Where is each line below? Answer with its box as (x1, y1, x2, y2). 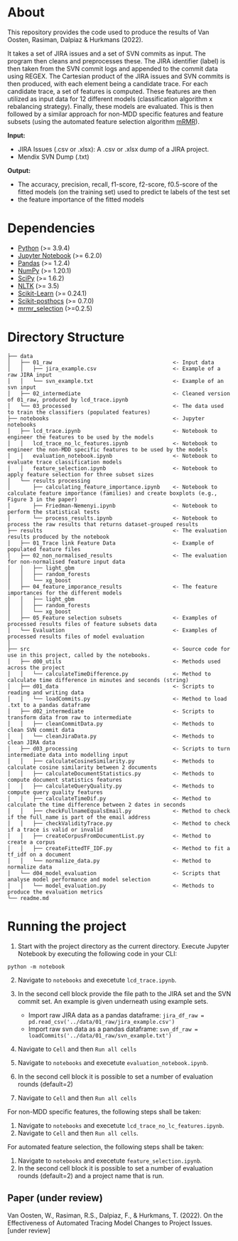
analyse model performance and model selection (7, 876, 151, 883)
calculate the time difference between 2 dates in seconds (7, 801, 186, 808)
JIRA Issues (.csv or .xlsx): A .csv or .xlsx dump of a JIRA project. (17, 145, 210, 153)
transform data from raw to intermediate (7, 713, 132, 721)
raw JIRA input (7, 371, 53, 378)
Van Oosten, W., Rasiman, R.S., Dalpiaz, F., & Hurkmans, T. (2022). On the (7, 1211, 224, 1220)
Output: (7, 166, 31, 174)
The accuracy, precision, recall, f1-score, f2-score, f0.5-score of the (17, 179, 218, 189)
